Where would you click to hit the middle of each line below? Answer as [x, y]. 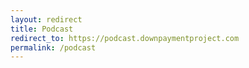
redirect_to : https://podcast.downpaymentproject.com [125, 38]
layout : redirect [46, 19]
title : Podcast [42, 29]
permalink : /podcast [53, 47]
